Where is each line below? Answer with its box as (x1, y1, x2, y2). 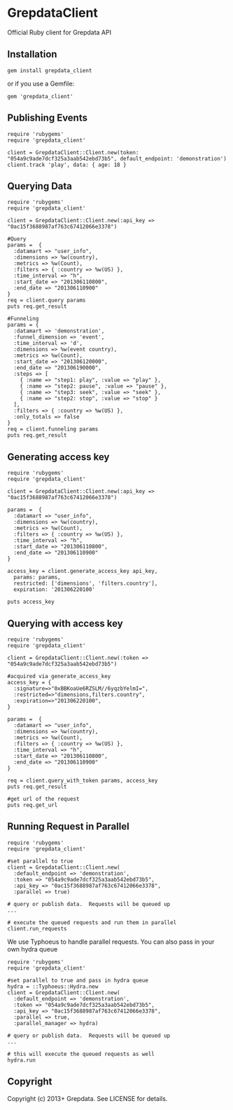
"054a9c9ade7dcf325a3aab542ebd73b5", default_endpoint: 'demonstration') (7, 155, 227, 162)
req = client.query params (7, 297, 86, 304)
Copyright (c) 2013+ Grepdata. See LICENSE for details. (7, 1094, 168, 1102)
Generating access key (7, 451, 110, 463)
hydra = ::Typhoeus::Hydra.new (7, 983, 99, 990)
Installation (7, 48, 57, 60)
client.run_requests (7, 925, 68, 932)
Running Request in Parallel (7, 820, 129, 832)
